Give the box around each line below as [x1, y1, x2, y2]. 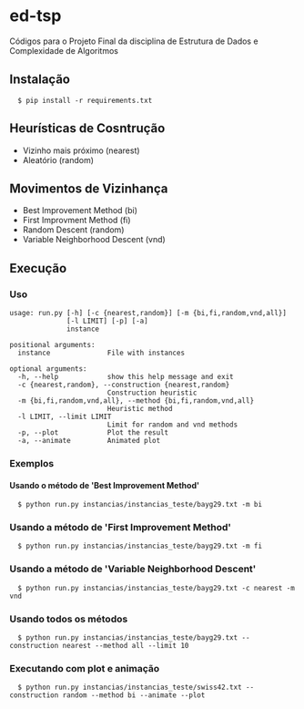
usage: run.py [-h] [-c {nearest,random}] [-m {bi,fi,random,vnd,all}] [9, 309, 287, 318]
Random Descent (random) [22, 224, 125, 235]
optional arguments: [9, 365, 88, 374]
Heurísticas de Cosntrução [9, 120, 166, 137]
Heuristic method [106, 405, 173, 414]
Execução [9, 261, 67, 276]
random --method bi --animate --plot [62, 691, 206, 700]
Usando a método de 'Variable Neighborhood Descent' [9, 562, 257, 575]
